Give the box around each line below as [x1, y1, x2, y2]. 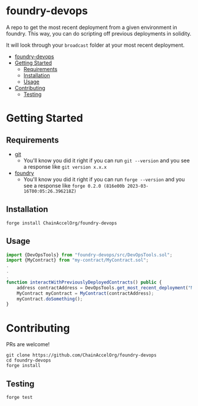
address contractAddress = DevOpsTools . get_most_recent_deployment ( [16, 285, 189, 291]
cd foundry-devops [6, 357, 51, 363]
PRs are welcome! [6, 341, 50, 348]
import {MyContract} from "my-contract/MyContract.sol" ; [6, 257, 149, 263]
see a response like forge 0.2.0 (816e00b [23, 182, 125, 189]
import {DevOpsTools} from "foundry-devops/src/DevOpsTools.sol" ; [6, 252, 173, 258]
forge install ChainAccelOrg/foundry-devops [6, 220, 117, 226]
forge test [6, 395, 33, 401]
